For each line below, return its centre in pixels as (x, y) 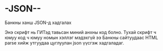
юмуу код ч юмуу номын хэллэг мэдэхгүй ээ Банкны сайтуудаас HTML (81, 37)
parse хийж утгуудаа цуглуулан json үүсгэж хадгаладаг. (64, 42)
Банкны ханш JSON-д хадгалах (38, 22)
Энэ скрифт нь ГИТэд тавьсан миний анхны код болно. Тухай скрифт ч (80, 32)
